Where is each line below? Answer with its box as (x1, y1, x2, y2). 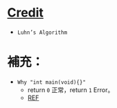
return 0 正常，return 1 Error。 (27, 85, 114, 94)
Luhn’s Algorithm (17, 29, 68, 36)
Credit (7, 5, 44, 21)
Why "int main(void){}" (17, 78, 87, 86)
